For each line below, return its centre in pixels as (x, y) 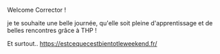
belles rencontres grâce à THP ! (52, 30)
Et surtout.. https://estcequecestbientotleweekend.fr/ (82, 43)
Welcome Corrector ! (37, 10)
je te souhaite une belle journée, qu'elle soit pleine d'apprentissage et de (110, 23)
